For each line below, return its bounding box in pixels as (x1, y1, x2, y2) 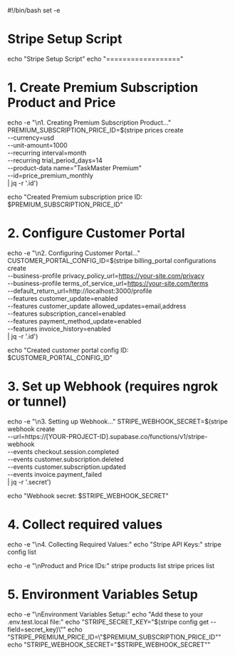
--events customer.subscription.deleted (7, 455, 125, 463)
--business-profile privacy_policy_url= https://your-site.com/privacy (7, 271, 205, 280)
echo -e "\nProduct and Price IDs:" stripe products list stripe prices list (7, 561, 215, 569)
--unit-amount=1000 (7, 140, 68, 149)
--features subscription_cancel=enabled (7, 309, 126, 318)
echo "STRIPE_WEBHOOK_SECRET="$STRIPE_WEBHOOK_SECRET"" (7, 640, 211, 649)
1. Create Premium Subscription (7, 80, 199, 96)
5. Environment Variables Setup (7, 586, 198, 602)
